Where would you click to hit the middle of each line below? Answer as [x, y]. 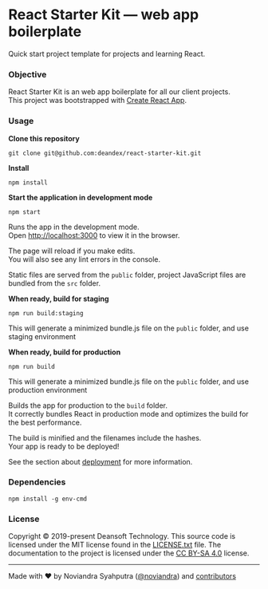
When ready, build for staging [59, 298]
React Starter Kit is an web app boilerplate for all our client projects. [120, 92]
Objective [28, 74]
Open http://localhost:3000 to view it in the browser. [94, 235]
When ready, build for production [65, 352]
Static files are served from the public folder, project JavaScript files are [127, 275]
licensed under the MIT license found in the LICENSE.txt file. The [115, 545]
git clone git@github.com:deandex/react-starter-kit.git [105, 153]
